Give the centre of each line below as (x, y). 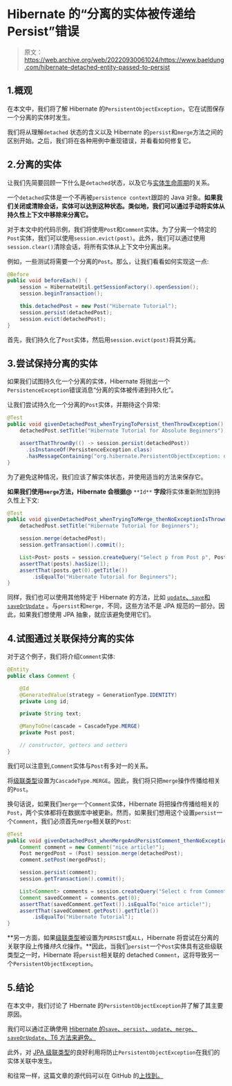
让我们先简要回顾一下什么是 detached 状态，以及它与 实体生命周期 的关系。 (110, 182)
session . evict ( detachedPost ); (63, 319)
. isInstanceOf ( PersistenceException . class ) (89, 450)
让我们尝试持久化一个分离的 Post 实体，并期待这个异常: (84, 405)
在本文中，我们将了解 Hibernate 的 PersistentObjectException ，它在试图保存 (116, 109)
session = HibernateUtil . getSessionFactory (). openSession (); (109, 287)
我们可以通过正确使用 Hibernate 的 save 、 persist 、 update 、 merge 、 (103, 1029)
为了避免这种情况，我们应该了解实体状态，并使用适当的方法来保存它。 (107, 477)
